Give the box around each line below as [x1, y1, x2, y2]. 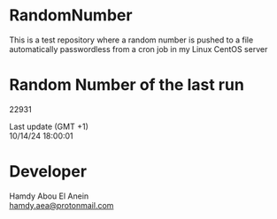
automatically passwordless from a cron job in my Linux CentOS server [9, 43, 268, 54]
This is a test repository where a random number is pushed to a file [9, 34, 254, 45]
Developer [9, 162, 87, 182]
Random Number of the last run [9, 75, 245, 95]
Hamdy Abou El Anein [9, 191, 89, 201]
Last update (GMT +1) [9, 121, 88, 132]
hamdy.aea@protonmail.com [9, 200, 114, 210]
